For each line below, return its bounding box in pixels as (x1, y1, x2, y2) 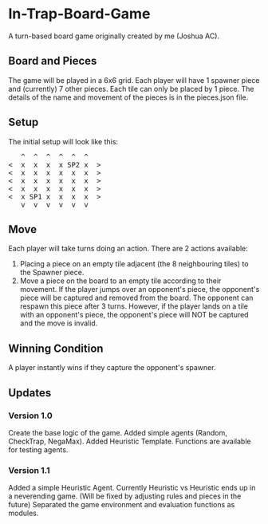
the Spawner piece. (19, 268, 85, 278)
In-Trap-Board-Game (8, 5, 151, 23)
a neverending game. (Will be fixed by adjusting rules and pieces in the (8, 491, 242, 501)
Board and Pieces (8, 54, 97, 68)
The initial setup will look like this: (8, 136, 118, 146)
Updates (8, 386, 52, 400)
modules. (8, 508, 39, 518)
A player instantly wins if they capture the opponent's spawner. (8, 363, 216, 372)
